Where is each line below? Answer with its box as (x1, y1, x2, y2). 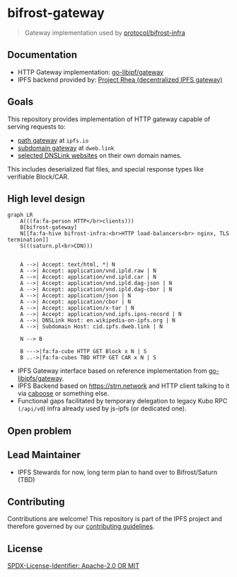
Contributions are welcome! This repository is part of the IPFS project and (7, 515, 223, 523)
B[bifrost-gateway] (20, 224, 78, 231)
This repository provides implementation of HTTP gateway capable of (7, 115, 211, 123)
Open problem (7, 425, 72, 437)
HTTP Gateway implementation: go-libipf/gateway (17, 67, 164, 76)
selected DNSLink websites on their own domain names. (17, 151, 183, 159)
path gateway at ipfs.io (17, 136, 89, 145)
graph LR (7, 211, 33, 219)
